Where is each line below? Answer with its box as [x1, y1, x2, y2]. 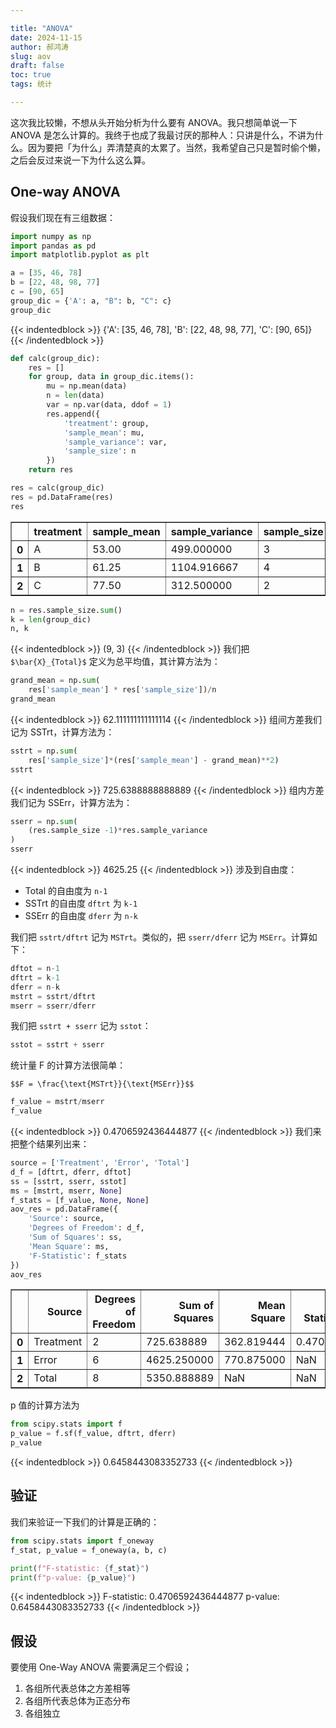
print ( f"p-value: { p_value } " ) [10, 1572, 137, 1583]
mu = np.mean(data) [46, 381, 128, 391]
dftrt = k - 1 [10, 972, 60, 983]
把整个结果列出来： [10, 1138, 90, 1150]
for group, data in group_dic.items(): [28, 372, 195, 382]
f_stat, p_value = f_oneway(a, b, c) [10, 1545, 168, 1555]
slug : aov [10, 51, 52, 61]
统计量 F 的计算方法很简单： [10, 1059, 127, 1071]
